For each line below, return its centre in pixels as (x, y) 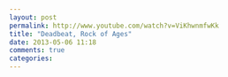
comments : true (37, 50)
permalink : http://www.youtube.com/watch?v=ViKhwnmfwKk (114, 26)
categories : (31, 58)
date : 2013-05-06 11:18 (53, 42)
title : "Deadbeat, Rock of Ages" (71, 34)
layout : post (33, 17)
